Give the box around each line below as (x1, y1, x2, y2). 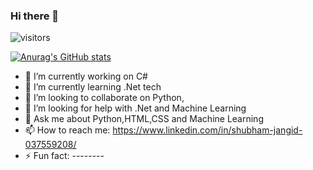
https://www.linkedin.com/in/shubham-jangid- (112, 124, 303, 136)
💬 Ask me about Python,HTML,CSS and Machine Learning (24, 113, 264, 125)
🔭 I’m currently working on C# (24, 70, 148, 83)
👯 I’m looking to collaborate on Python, (24, 92, 185, 104)
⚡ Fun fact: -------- (24, 150, 105, 162)
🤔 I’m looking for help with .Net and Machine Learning (24, 102, 247, 114)
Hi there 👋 (10, 9, 60, 23)
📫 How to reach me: (24, 124, 111, 136)
